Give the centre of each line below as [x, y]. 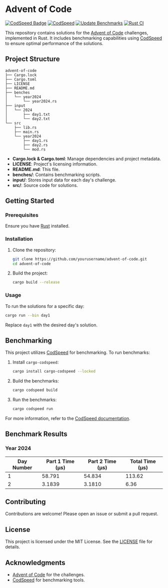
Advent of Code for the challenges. [48, 575]
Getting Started [30, 201]
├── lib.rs [25, 127]
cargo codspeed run [33, 409]
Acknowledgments [35, 563]
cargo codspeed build [35, 390]
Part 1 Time [60, 461]
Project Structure [32, 59]
